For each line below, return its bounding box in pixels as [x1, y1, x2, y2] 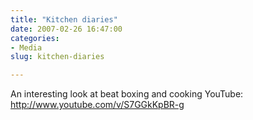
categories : [10, 33, 60, 43]
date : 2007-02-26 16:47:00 [10, 24, 123, 34]
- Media [10, 42, 43, 53]
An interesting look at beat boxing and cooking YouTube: [10, 88, 244, 100]
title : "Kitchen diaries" [10, 14, 118, 25]
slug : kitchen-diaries [10, 52, 105, 62]
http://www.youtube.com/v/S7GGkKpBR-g [10, 99, 185, 111]
